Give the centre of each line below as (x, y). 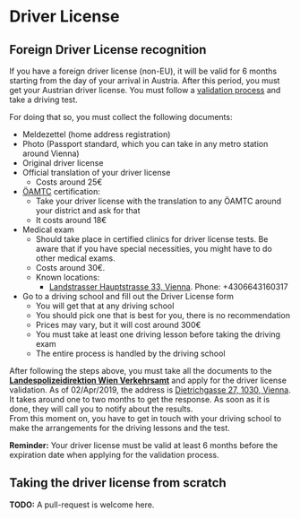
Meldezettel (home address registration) (96, 134)
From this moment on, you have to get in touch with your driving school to (146, 418)
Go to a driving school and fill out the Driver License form (128, 296)
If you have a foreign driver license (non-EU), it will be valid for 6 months (143, 71)
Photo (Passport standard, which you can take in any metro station (145, 144)
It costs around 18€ (71, 220)
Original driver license (63, 163)
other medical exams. (75, 258)
